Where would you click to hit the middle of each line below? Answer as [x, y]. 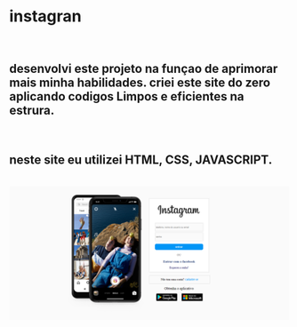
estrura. [32, 111]
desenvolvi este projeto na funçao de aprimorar [144, 69]
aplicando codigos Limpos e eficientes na [127, 96]
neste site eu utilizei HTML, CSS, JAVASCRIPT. [141, 160]
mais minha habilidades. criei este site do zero [140, 83]
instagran [45, 16]
